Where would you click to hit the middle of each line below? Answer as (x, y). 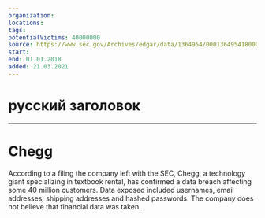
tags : (17, 30)
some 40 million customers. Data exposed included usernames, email (121, 190)
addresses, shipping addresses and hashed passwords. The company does (131, 198)
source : (21, 45)
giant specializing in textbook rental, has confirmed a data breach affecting (130, 181)
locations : (26, 23)
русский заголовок (74, 105)
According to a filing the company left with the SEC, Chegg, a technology (127, 173)
